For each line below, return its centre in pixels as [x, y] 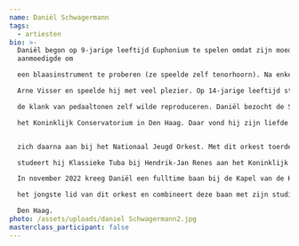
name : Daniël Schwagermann [59, 17]
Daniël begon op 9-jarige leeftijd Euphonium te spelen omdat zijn [145, 51]
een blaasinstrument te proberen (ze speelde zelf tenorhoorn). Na [145, 75]
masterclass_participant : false [69, 227]
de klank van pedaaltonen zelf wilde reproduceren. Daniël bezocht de [151, 107]
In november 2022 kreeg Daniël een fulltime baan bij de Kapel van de [151, 179]
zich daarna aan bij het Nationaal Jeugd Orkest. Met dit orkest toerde [155, 147]
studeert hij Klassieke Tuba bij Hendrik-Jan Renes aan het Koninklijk [153, 163]
